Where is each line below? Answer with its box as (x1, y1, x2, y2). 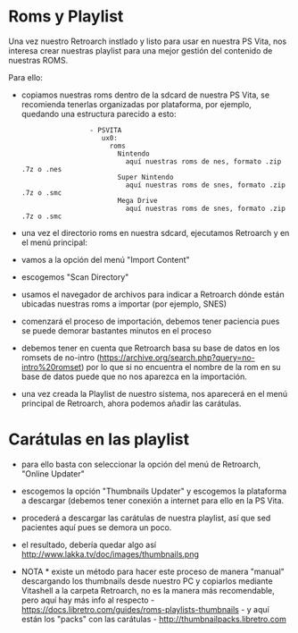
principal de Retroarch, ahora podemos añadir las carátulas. (21, 398, 242, 409)
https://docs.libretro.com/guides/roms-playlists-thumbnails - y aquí (21, 603, 269, 614)
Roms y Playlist (8, 6, 124, 27)
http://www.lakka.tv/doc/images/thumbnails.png (21, 548, 200, 560)
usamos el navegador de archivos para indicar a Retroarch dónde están (21, 289, 285, 300)
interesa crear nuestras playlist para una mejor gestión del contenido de (8, 45, 273, 55)
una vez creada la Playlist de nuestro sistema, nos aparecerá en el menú (21, 388, 288, 399)
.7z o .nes (21, 165, 62, 173)
